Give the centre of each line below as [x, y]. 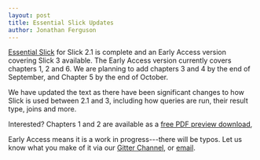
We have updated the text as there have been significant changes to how [126, 93]
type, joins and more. [42, 109]
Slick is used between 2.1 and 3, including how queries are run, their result [128, 101]
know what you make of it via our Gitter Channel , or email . [102, 148]
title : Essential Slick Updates [61, 23]
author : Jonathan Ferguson [52, 30]
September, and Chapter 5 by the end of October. [88, 77]
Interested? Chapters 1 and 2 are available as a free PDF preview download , [130, 124]
